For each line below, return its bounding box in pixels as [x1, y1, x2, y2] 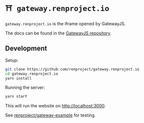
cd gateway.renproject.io [5, 71, 58, 76]
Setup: [5, 57, 19, 63]
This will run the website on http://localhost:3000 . [5, 103, 106, 109]
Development [5, 44, 48, 53]
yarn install [5, 76, 32, 81]
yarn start [5, 94, 28, 99]
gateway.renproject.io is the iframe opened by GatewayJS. [5, 20, 126, 26]
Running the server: [5, 84, 45, 90]
